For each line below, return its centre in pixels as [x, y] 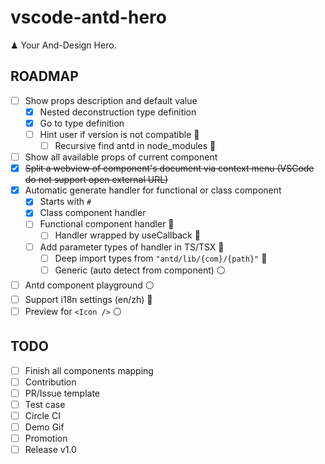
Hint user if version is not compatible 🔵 [119, 134]
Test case [45, 404]
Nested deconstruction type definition [118, 112]
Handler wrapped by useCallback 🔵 [127, 235]
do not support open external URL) [96, 180]
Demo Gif [44, 427]
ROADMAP [44, 76]
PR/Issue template [62, 393]
